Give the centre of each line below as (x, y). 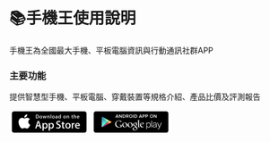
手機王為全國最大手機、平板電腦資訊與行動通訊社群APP (111, 50)
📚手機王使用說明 (73, 18)
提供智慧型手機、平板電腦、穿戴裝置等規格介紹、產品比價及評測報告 (135, 97)
